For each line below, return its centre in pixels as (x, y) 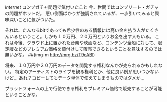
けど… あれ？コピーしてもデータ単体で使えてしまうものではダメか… (75, 78)
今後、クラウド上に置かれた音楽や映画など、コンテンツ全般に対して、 (86, 43)
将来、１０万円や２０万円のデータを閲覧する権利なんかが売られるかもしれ (82, 65)
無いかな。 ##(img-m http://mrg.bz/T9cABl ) (50, 55)
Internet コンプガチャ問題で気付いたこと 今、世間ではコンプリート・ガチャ (82, 7)
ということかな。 (23, 95)
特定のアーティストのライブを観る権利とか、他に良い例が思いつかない (86, 72)
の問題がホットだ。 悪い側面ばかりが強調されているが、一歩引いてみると (80, 13)
